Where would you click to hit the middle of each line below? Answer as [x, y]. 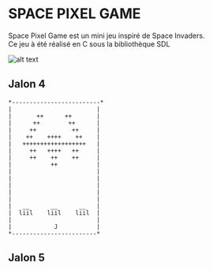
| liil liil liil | [54, 213]
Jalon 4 [27, 84]
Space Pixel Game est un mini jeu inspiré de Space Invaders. [106, 36]
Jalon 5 [27, 258]
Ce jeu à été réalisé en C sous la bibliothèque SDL [89, 43]
